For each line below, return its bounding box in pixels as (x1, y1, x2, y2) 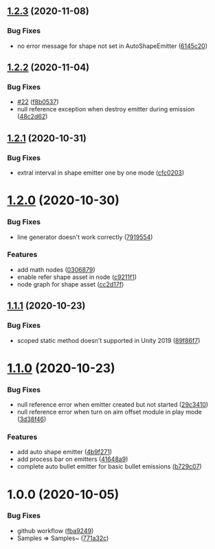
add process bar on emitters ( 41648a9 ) (16, 455, 128, 463)
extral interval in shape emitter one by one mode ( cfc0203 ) (16, 168, 185, 177)
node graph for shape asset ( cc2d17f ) (16, 280, 124, 288)
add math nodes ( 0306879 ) (16, 265, 95, 273)
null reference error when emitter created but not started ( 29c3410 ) (16, 401, 209, 409)
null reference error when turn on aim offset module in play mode (16, 408, 203, 416)
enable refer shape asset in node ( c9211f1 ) (16, 273, 137, 281)
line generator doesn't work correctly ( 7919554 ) (16, 233, 153, 241)
